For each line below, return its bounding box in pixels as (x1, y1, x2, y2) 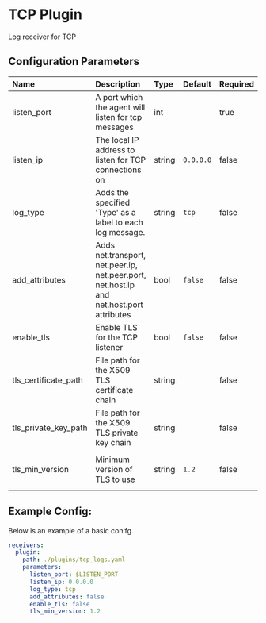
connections (95, 164, 142, 175)
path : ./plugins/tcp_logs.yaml (22, 556, 126, 564)
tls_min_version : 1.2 (28, 607, 101, 616)
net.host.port (95, 299, 144, 310)
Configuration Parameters (8, 55, 140, 68)
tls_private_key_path (12, 422, 89, 433)
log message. (95, 226, 146, 237)
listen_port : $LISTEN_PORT (28, 571, 119, 579)
